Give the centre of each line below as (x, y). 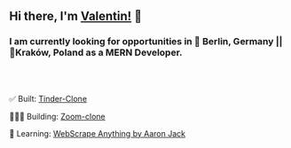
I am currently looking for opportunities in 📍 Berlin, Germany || (146, 42)
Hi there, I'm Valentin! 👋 (75, 16)
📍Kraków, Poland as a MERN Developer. (96, 52)
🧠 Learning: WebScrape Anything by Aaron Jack (98, 133)
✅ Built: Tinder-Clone (48, 98)
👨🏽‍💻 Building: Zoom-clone (58, 116)
